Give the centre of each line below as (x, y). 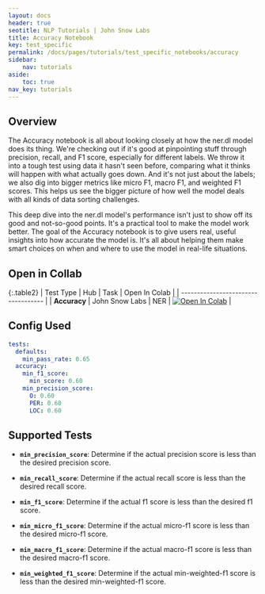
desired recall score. (53, 487)
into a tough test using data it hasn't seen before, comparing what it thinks (129, 166)
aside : (19, 75)
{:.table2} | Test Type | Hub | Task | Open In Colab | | (94, 293)
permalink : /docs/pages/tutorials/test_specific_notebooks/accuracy (123, 52)
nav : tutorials (47, 67)
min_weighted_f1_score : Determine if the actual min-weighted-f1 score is (137, 573)
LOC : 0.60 (45, 410)
